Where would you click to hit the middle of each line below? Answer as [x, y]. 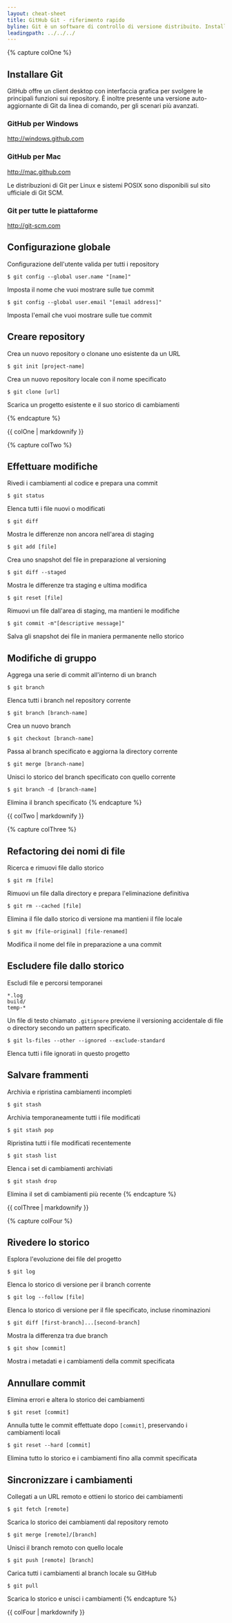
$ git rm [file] [30, 881]
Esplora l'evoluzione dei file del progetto [65, 1259]
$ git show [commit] [37, 1348]
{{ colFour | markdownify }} [46, 1612]
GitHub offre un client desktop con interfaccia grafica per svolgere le [105, 91]
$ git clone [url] [33, 392]
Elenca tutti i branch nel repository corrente [69, 701]
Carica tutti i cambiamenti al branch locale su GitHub [82, 1573]
